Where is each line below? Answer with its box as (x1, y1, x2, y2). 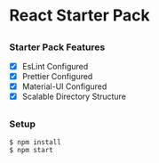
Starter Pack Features (9, 41, 106, 53)
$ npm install (9, 137, 62, 147)
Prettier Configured (21, 71, 93, 82)
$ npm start (9, 145, 53, 154)
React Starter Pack (9, 5, 150, 26)
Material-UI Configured (21, 81, 107, 92)
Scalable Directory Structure (21, 91, 127, 102)
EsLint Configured (21, 61, 89, 71)
